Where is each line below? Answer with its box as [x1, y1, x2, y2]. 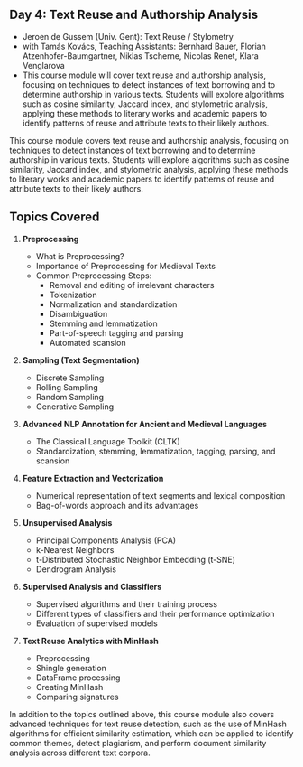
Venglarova [22, 60, 65, 70]
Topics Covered [9, 210, 100, 225]
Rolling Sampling [35, 381, 99, 392]
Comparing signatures [35, 691, 119, 702]
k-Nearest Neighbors [35, 544, 115, 555]
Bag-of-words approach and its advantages [35, 500, 199, 510]
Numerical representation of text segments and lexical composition [35, 490, 286, 500]
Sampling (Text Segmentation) [22, 354, 140, 365]
